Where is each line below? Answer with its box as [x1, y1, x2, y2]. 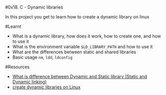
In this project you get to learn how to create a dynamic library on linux [5, 14, 150, 19]
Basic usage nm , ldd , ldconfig [12, 54, 73, 60]
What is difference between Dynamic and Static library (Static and [12, 74, 148, 79]
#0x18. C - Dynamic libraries [5, 4, 63, 10]
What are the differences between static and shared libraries [12, 49, 136, 55]
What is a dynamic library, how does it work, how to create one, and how [12, 33, 161, 39]
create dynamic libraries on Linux [12, 84, 81, 90]
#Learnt [5, 23, 21, 29]
